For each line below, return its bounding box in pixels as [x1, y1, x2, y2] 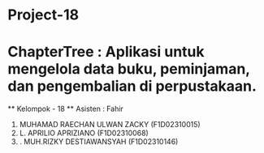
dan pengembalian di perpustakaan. [7, 77, 258, 96]
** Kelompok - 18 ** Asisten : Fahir [7, 104, 123, 114]
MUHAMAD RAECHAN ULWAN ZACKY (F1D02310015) [19, 120, 201, 130]
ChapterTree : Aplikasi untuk [7, 43, 205, 62]
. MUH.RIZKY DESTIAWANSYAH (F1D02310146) [19, 137, 179, 147]
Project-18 [7, 6, 79, 24]
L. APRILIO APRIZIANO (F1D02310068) [19, 128, 149, 138]
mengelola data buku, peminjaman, [7, 60, 250, 79]
